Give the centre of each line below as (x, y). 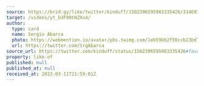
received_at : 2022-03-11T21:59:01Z (51, 74)
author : (16, 23)
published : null (27, 62)
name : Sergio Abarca (38, 35)
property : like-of (29, 57)
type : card (25, 29)
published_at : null (31, 68)
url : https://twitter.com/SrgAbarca (58, 46)
